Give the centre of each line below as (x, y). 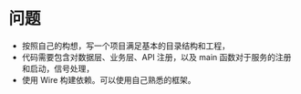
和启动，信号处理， (58, 68)
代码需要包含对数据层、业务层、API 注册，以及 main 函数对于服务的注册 (156, 57)
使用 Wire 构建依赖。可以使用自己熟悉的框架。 (109, 79)
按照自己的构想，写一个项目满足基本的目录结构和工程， (125, 46)
